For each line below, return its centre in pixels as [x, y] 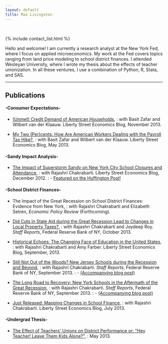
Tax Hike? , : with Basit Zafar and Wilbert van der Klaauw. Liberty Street [85, 140]
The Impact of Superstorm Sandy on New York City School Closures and [87, 167]
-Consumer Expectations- [33, 108]
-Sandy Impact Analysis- [32, 156]
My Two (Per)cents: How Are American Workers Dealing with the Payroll [87, 134]
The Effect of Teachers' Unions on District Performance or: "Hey [79, 330]
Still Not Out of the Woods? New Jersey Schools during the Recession [84, 262]
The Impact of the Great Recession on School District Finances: [78, 201]
